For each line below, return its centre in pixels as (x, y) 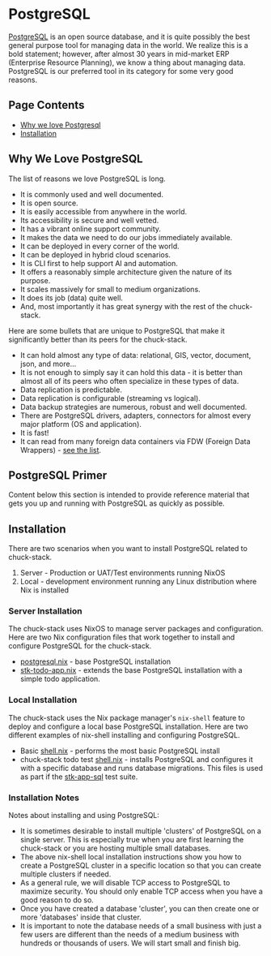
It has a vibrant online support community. (91, 229)
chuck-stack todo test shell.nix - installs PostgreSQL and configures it (136, 759)
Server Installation (45, 611)
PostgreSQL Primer (58, 475)
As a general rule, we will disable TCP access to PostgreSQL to (125, 883)
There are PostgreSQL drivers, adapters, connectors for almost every (135, 416)
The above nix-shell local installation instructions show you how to (131, 857)
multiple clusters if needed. (66, 874)
